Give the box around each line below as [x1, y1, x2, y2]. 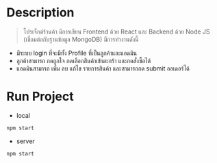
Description [6, 5, 75, 21]
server [16, 137, 35, 145]
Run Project [6, 89, 74, 104]
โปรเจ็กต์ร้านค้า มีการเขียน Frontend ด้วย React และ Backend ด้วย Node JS [23, 27, 210, 36]
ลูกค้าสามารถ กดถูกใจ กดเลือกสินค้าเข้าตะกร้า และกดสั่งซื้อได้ [16, 56, 151, 64]
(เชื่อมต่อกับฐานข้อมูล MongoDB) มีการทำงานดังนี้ [23, 35, 139, 43]
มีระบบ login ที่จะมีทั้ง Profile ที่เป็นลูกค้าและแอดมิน [16, 49, 138, 57]
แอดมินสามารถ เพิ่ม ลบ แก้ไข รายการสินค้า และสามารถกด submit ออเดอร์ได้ [16, 64, 190, 73]
